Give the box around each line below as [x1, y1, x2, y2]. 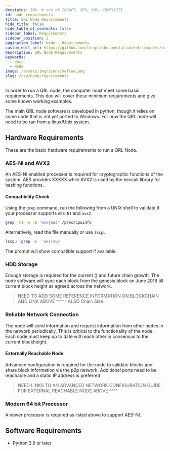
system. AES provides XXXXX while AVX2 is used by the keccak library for [5, 176, 160, 183]
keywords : [5, 54, 26, 60]
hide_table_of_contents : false [5, 26, 71, 31]
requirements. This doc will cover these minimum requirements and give [5, 92, 156, 99]
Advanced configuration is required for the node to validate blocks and [5, 361, 153, 368]
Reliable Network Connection [5, 311, 79, 318]
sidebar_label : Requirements [5, 31, 67, 36]
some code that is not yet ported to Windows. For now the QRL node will [5, 113, 156, 119]
